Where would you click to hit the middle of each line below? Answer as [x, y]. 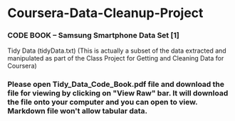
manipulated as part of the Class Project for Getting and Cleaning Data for [116, 58]
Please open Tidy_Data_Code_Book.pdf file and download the [116, 85]
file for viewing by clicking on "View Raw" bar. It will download [118, 93]
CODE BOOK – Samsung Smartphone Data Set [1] [93, 36]
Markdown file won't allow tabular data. [78, 111]
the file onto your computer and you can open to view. [103, 102]
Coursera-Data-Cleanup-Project [105, 13]
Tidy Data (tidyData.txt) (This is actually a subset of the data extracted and [117, 51]
